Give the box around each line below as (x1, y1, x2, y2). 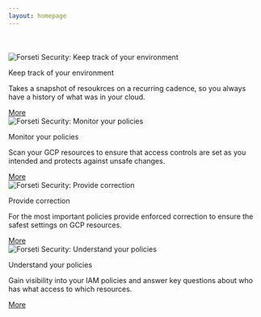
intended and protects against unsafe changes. (8, 156, 166, 165)
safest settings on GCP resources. (8, 219, 123, 230)
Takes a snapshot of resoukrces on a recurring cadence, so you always (8, 83, 246, 93)
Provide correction (8, 195, 70, 206)
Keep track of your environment (8, 68, 115, 77)
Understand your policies (8, 260, 93, 269)
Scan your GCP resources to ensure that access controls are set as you (8, 147, 246, 157)
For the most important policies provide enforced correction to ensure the (8, 211, 254, 221)
